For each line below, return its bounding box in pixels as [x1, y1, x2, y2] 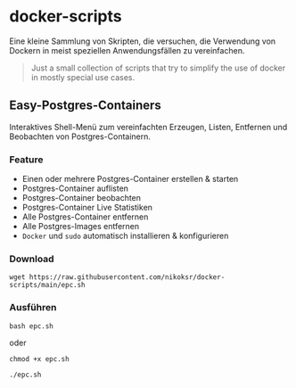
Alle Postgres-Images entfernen [21, 221, 140, 232]
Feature [9, 153, 44, 166]
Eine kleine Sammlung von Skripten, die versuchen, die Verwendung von [9, 36, 276, 46]
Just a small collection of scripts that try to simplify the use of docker [30, 62, 286, 73]
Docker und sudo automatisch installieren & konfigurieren [21, 230, 229, 242]
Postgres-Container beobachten [21, 193, 141, 203]
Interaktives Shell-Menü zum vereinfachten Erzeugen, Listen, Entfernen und [9, 121, 288, 132]
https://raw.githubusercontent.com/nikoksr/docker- [29, 273, 226, 282]
